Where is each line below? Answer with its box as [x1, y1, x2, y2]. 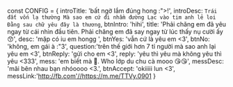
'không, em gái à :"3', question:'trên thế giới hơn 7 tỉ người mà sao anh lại [7, 42, 216, 50]
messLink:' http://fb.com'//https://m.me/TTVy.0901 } [7, 72, 156, 80]
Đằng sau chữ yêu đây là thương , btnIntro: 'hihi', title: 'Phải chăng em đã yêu [7, 20, 227, 28]
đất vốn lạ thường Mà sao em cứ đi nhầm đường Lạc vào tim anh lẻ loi [7, 14, 216, 21]
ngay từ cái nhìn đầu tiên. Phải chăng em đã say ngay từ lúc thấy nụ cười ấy [7, 28, 224, 35]
